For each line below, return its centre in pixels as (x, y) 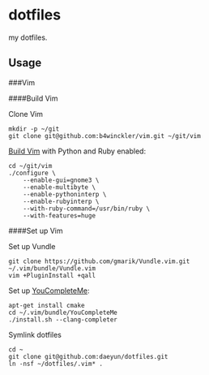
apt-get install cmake (47, 305)
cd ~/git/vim (30, 166)
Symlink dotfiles (35, 334)
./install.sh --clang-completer (63, 319)
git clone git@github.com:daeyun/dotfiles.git (88, 356)
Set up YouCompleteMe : (49, 291)
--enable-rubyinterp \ (61, 201)
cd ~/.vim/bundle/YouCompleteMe (63, 312)
